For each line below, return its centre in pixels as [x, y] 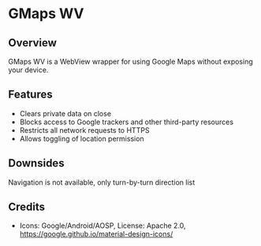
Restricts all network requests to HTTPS [84, 130]
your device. [28, 70]
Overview [33, 43]
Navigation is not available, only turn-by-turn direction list [102, 182]
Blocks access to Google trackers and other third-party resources [127, 122]
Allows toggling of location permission [82, 138]
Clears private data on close [65, 113]
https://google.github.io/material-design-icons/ [96, 234]
